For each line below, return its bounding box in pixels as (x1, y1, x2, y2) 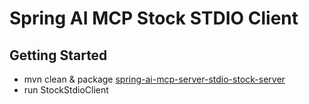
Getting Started (9, 47, 108, 64)
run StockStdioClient (23, 84, 109, 96)
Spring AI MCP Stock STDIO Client (9, 7, 299, 30)
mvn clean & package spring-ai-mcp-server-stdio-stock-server (23, 73, 286, 85)
